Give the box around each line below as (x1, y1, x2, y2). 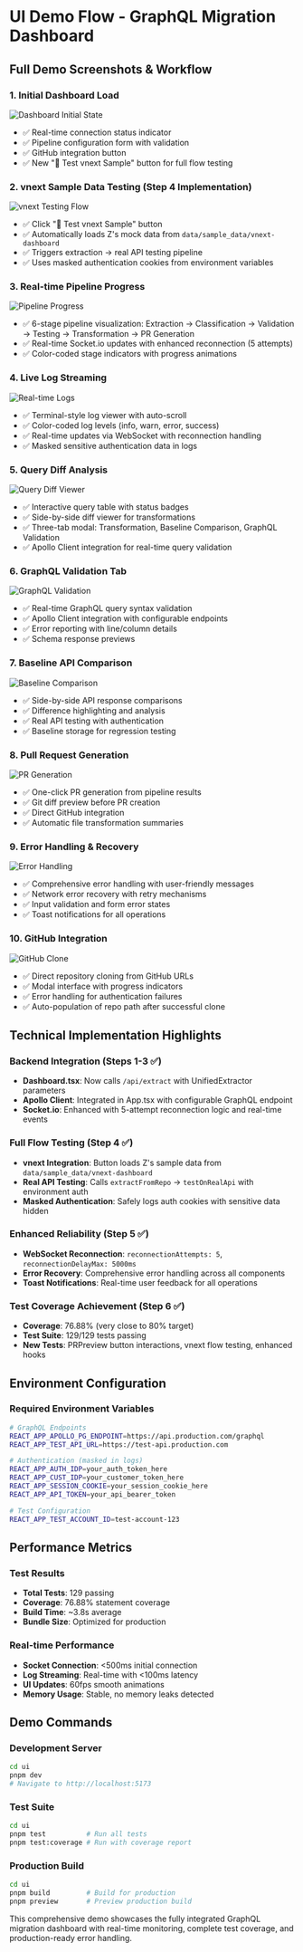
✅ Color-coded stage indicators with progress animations (22, 349, 238, 359)
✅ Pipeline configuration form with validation (22, 137, 190, 148)
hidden (22, 1205, 50, 1216)
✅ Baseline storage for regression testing (22, 725, 176, 736)
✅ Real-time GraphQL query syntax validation (22, 603, 193, 614)
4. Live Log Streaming (9, 371, 107, 384)
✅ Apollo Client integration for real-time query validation (22, 541, 232, 553)
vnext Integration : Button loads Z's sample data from (22, 1157, 222, 1168)
